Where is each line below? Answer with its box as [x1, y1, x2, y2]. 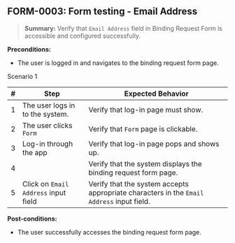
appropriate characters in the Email [88, 188, 204, 198]
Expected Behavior [124, 89, 189, 98]
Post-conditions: [7, 214, 57, 223]
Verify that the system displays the [88, 159, 203, 168]
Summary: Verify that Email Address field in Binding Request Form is [24, 24, 222, 32]
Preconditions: [7, 45, 51, 53]
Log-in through [22, 139, 73, 149]
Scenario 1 [7, 72, 38, 80]
